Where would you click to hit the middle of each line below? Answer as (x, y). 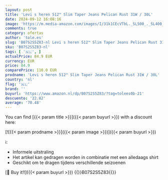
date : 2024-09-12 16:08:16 (33, 19)
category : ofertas (24, 33)
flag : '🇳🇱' (17, 84)
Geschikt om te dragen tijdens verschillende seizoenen (69, 162)
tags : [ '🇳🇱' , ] (23, 51)
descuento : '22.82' (25, 98)
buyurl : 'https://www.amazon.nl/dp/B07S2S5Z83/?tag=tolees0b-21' (74, 93)
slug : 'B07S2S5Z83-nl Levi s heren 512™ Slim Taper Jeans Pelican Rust (81, 42)
